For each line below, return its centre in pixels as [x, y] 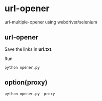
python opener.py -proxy [30, 94]
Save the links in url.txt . [29, 49]
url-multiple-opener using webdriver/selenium [51, 22]
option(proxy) [26, 83]
